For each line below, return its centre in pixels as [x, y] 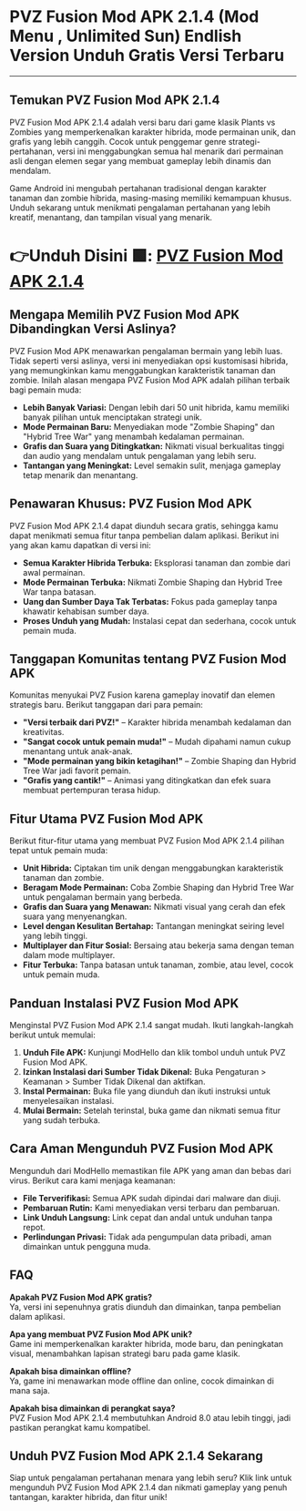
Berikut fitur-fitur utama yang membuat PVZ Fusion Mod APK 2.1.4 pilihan [147, 841]
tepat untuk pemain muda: [59, 851]
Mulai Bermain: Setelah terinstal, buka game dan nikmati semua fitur [151, 1110]
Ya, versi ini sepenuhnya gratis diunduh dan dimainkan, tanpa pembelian [145, 1307]
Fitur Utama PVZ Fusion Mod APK [107, 818]
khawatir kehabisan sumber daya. [86, 611]
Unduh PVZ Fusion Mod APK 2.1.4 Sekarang [137, 1456]
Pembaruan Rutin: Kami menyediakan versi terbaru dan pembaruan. [151, 1208]
